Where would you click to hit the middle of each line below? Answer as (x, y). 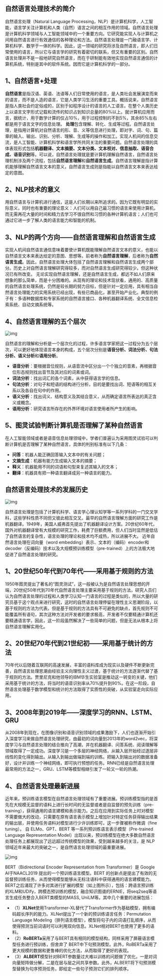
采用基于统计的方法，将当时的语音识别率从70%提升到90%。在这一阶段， (78, 683)
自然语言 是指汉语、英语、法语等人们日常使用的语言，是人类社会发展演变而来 (81, 94)
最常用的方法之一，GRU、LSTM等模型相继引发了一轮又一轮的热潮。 (73, 769)
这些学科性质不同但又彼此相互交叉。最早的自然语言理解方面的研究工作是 (86, 518)
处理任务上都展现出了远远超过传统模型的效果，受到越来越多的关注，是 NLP (80, 841)
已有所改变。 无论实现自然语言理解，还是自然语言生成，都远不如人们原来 (82, 274)
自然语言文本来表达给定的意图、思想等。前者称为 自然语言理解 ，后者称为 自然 (81, 256)
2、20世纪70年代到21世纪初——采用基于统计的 (76, 643)
